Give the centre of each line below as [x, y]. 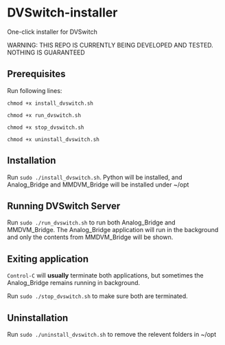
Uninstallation [38, 318]
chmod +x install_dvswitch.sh [50, 103]
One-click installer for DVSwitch [52, 32]
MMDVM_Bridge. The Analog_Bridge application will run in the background [113, 230]
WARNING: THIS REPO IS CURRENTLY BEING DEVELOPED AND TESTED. [110, 45]
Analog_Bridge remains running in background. [74, 283]
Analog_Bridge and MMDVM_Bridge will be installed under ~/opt [98, 185]
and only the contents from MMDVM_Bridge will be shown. [90, 237]
